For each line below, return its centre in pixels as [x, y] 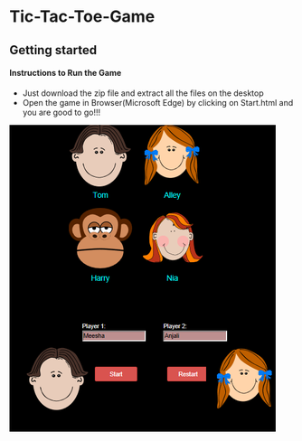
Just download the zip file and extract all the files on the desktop [143, 93]
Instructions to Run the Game [66, 73]
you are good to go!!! [61, 112]
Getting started [53, 50]
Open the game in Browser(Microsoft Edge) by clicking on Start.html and [158, 102]
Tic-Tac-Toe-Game [82, 17]
